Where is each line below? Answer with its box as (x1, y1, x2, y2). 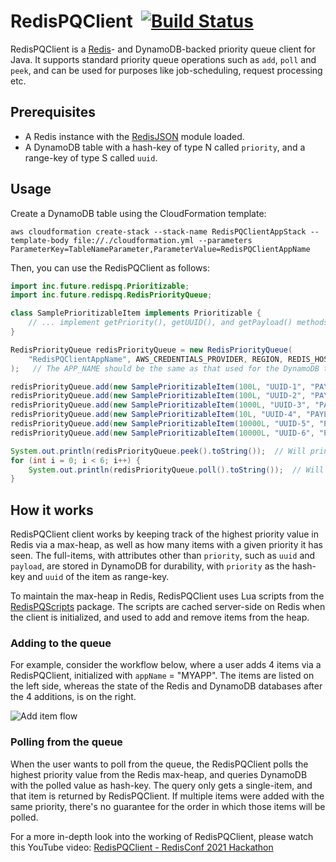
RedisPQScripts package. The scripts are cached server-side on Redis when (10, 601, 326, 613)
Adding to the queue (10, 636, 112, 650)
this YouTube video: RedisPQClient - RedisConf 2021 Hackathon (10, 841, 274, 853)
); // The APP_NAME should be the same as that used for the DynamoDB (10, 363, 320, 374)
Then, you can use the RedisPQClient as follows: (10, 261, 210, 274)
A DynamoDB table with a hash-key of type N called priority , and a (24, 141, 306, 153)
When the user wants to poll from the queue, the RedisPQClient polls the (10, 758, 309, 770)
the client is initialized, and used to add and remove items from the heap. (10, 611, 310, 624)
